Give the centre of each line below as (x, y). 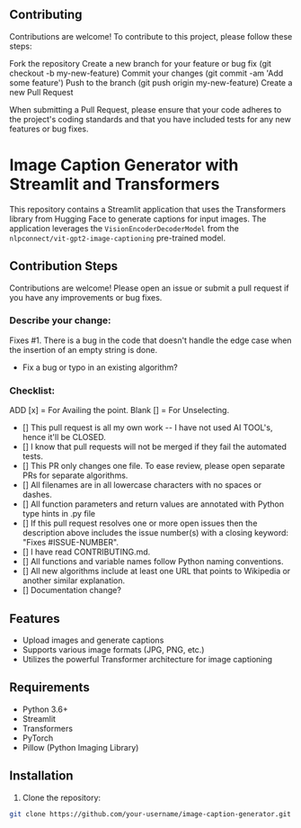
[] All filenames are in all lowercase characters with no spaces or (142, 485)
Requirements (49, 688)
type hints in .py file (59, 514)
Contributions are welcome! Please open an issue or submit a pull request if (149, 288)
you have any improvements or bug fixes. (86, 297)
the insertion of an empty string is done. (84, 349)
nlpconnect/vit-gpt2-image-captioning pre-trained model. (118, 238)
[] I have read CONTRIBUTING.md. (86, 552)
